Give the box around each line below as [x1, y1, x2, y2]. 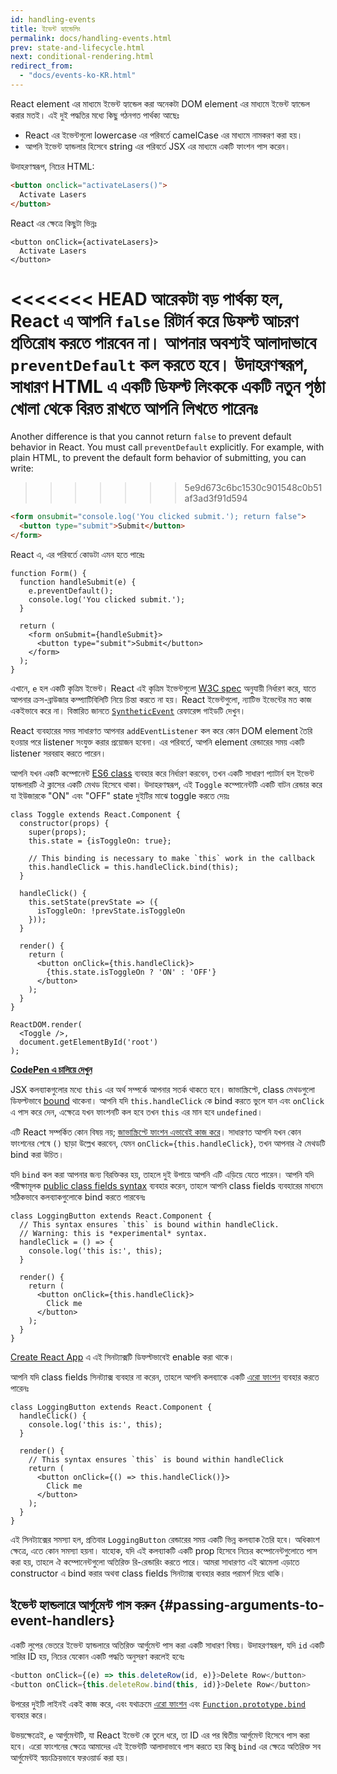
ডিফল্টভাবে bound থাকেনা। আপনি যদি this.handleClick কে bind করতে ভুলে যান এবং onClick [10, 1095, 325, 1107]
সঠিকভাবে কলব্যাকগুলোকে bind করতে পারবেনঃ [10, 1191, 146, 1203]
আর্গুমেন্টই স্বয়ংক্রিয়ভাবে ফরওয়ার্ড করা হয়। [10, 1751, 130, 1763]
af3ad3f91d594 [184, 492, 248, 505]
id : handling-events [10, 14, 97, 25]
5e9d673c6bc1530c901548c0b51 [184, 482, 323, 494]
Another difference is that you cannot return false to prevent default [10, 431, 292, 443]
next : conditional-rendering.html [10, 52, 155, 62]
